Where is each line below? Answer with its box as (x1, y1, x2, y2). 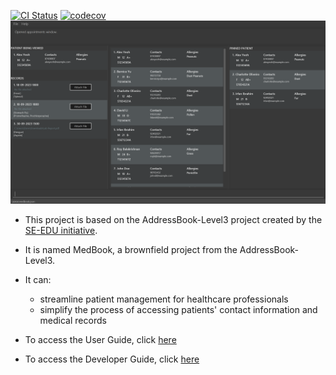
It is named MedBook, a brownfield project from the (24, 244, 238, 256)
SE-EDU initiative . (24, 225, 98, 237)
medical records (39, 315, 107, 327)
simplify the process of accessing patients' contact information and (39, 304, 318, 316)
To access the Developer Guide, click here (24, 353, 200, 365)
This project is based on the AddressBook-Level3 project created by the (24, 214, 323, 226)
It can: (24, 274, 52, 286)
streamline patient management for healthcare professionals (39, 293, 289, 305)
